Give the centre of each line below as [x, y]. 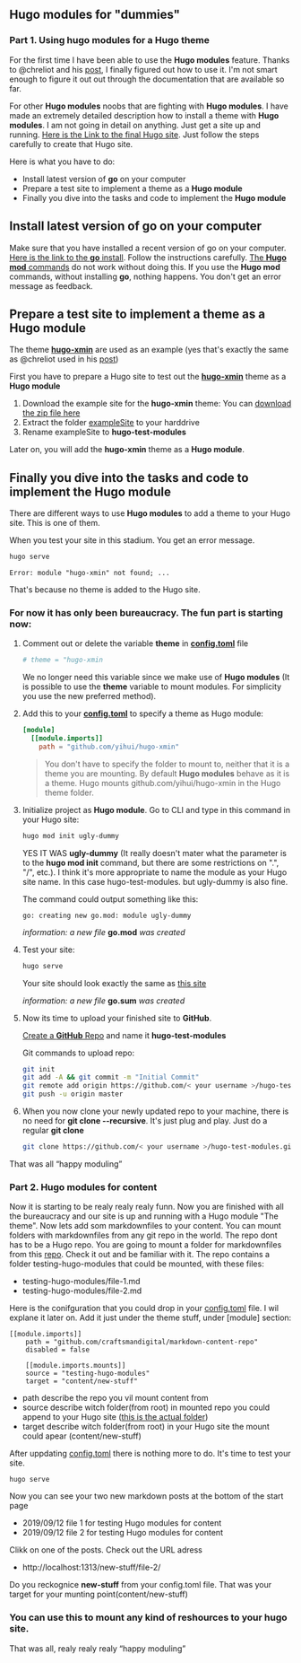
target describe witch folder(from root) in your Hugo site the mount [146, 1427]
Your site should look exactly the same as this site [114, 983]
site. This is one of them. [55, 523]
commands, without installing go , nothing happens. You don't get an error [146, 276]
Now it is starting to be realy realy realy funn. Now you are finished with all [146, 1207]
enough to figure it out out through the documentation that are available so [147, 79]
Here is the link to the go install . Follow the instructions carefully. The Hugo [148, 257]
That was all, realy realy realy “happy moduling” [98, 1648]
